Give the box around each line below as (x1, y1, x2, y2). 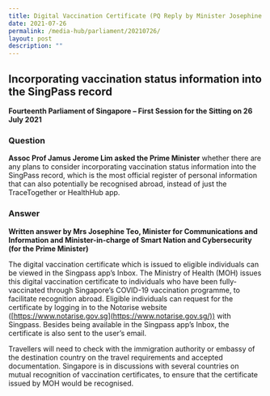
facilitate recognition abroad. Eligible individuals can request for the (8, 293, 234, 304)
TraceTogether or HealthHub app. (8, 188, 120, 198)
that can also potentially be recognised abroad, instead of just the (8, 179, 228, 189)
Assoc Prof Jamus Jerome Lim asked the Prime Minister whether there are (8, 153, 262, 163)
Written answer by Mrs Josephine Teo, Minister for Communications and (8, 226, 258, 236)
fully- (219, 276, 237, 286)
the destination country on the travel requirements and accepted (8, 352, 224, 362)
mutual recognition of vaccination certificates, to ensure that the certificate (8, 369, 259, 379)
